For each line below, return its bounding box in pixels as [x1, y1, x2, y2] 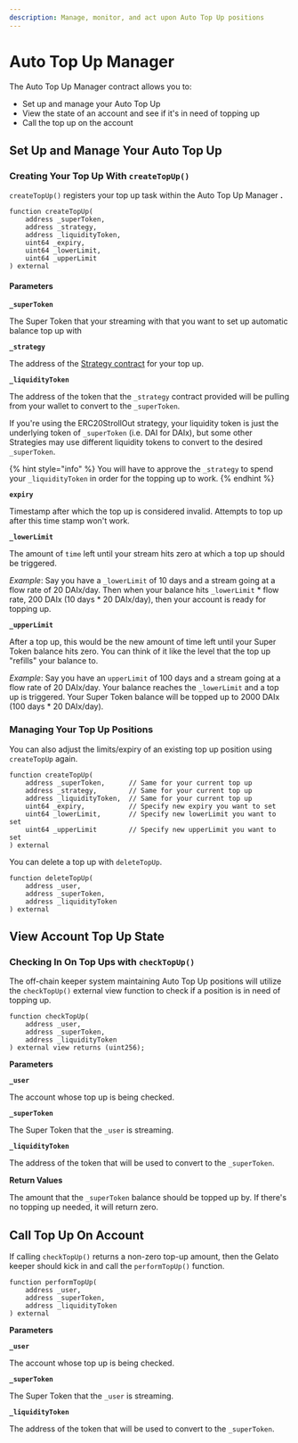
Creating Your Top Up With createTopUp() [9, 169, 189, 182]
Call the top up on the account [21, 117, 133, 128]
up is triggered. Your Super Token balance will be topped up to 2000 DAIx [9, 692, 280, 703]
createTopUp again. [9, 753, 78, 763]
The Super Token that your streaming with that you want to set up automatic [9, 316, 288, 326]
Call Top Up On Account [9, 1227, 144, 1242]
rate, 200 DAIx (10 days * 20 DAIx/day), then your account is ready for [9, 594, 267, 605]
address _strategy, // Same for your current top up [25, 786, 253, 795]
